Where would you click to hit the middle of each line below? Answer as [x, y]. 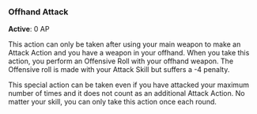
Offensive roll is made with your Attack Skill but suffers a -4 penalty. [119, 70]
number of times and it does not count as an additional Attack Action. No [127, 93]
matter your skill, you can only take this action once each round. [113, 102]
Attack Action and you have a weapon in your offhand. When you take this [129, 53]
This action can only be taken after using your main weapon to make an [125, 44]
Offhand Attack [38, 12]
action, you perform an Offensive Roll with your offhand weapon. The [121, 61]
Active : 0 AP [29, 29]
